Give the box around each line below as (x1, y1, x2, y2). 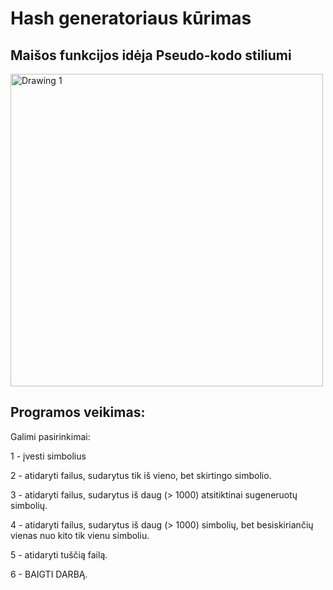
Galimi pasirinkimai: (10, 430, 91, 442)
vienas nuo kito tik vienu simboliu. (10, 529, 150, 541)
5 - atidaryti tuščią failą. (10, 548, 108, 561)
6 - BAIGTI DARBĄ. (10, 568, 88, 580)
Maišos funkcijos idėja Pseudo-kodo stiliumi (10, 47, 292, 64)
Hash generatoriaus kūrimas (10, 7, 252, 30)
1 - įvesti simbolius (10, 450, 87, 462)
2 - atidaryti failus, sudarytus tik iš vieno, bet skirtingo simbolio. (10, 469, 272, 481)
